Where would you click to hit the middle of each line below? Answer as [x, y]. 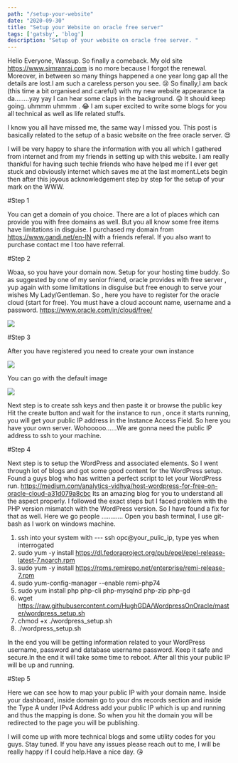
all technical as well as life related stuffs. [66, 114]
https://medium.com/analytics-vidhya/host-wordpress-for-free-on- [119, 486]
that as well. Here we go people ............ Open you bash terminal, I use [110, 517]
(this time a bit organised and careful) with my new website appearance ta [116, 91]
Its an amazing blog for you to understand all [158, 494]
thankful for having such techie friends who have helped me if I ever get [113, 164]
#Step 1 [18, 201]
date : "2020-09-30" [36, 21]
